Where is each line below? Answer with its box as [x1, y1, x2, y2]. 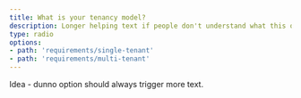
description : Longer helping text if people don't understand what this [9, 21, 287, 30]
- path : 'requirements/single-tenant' [9, 46, 154, 55]
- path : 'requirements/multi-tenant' [9, 54, 150, 63]
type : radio [9, 29, 54, 38]
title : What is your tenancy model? [9, 12, 146, 22]
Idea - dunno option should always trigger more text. [9, 79, 204, 89]
